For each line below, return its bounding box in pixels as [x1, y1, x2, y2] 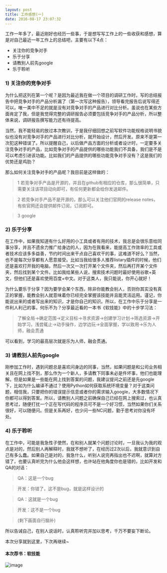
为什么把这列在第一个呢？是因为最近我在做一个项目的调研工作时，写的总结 [5, 92, 158, 98]
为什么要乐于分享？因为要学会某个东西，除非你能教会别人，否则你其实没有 [5, 286, 158, 292]
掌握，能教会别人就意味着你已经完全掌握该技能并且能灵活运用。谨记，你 [13, 292, 162, 298]
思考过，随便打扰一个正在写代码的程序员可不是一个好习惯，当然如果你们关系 [5, 401, 162, 408]
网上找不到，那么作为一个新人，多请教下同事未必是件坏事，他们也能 [18, 370, 158, 376]
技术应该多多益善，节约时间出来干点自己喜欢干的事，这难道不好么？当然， [9, 250, 162, 256]
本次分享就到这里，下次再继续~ [5, 538, 70, 544]
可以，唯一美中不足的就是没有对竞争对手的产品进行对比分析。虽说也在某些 [5, 104, 158, 110]
